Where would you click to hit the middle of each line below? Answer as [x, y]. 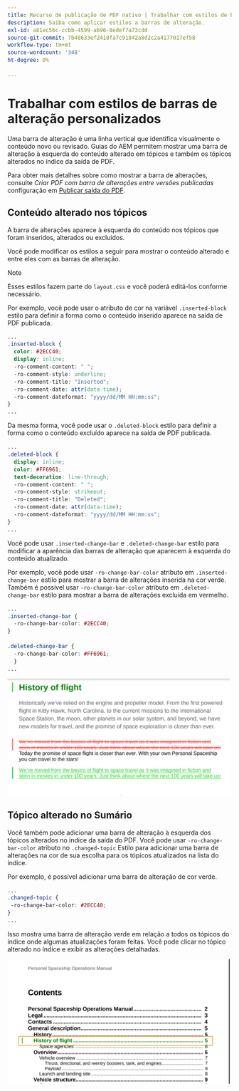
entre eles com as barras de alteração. [64, 259]
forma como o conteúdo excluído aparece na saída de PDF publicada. [110, 433]
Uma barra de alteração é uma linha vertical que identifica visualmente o [114, 138]
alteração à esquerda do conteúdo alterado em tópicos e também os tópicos [119, 154]
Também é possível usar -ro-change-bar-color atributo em [94, 587]
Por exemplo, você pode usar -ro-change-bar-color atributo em [101, 572]
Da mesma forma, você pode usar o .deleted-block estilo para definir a [112, 426]
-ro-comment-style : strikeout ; [60, 492]
